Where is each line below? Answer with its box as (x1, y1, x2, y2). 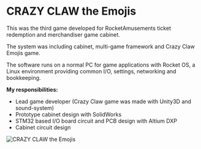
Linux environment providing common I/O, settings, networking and (6, 67, 176, 74)
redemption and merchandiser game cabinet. (6, 31, 121, 38)
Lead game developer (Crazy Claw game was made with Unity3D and (15, 98, 192, 105)
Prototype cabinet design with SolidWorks (15, 111, 122, 118)
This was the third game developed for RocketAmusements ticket (6, 24, 172, 32)
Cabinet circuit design (15, 123, 71, 131)
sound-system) (15, 104, 54, 111)
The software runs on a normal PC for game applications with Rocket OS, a (6, 61, 195, 68)
